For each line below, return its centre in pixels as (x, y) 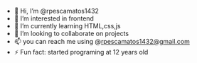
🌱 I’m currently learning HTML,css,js (67, 26)
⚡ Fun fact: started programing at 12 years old (81, 52)
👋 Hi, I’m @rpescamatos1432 (57, 11)
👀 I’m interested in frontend (54, 18)
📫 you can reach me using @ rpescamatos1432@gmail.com (102, 41)
